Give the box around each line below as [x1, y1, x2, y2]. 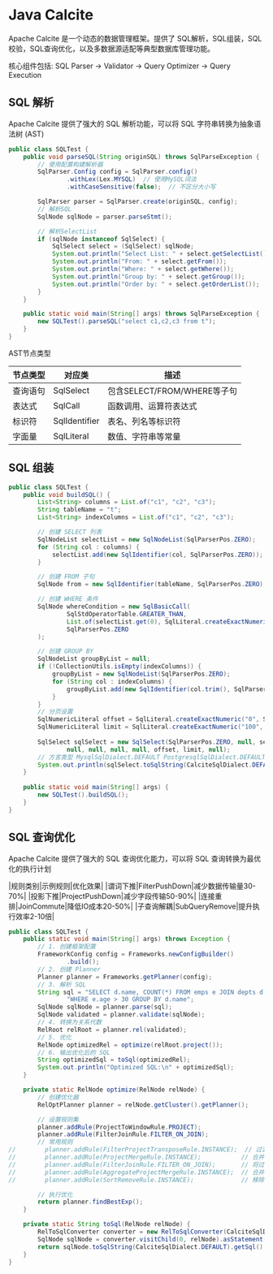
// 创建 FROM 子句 [37, 572, 95, 581]
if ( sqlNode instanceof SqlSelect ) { [37, 235, 165, 243]
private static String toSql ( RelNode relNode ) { [23, 1220, 191, 1229]
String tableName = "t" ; [37, 506, 122, 514]
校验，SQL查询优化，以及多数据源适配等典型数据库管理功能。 [8, 43, 215, 54]
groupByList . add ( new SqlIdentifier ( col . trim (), [66, 685, 231, 693]
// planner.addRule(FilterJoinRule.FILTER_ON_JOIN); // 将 [8, 1160, 258, 1168]
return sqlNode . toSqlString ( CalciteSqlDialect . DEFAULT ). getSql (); [37, 1242, 267, 1251]
